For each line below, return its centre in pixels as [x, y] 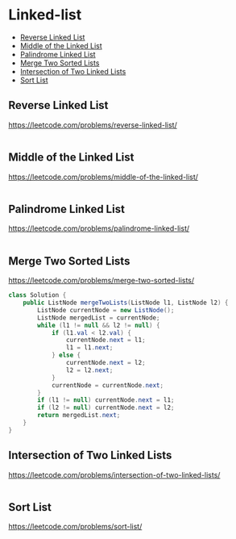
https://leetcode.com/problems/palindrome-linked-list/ [99, 228]
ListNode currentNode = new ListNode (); [106, 310]
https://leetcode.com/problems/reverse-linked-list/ [93, 125]
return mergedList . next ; [79, 416]
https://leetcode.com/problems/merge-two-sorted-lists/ [101, 281]
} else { [66, 355]
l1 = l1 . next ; [89, 348]
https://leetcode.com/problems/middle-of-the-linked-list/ [104, 177]
